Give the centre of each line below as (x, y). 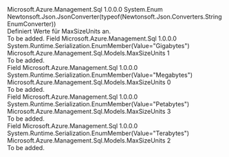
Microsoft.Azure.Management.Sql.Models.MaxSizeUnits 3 (89, 111)
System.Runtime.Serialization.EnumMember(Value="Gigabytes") (99, 46)
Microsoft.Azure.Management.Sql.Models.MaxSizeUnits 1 (88, 53)
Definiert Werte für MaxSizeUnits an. (59, 31)
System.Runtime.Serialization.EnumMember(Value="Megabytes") (100, 75)
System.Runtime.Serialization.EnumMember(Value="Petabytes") (98, 104)
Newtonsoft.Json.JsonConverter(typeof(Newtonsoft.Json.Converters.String (115, 16)
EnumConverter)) (32, 24)
